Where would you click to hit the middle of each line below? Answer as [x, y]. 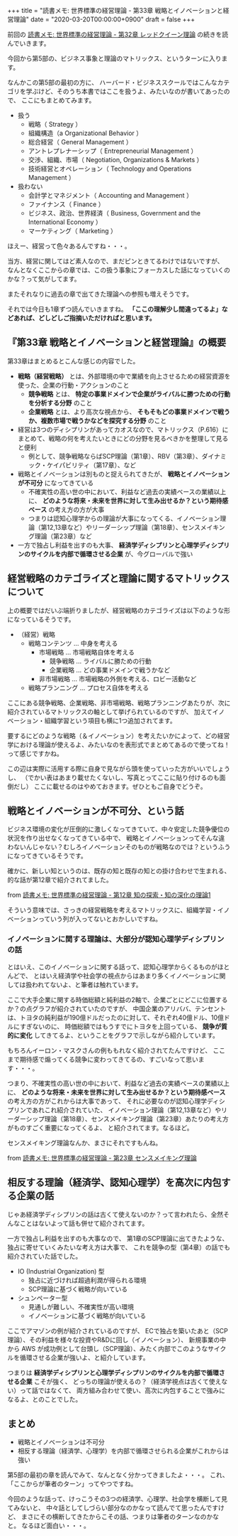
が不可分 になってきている [56, 483]
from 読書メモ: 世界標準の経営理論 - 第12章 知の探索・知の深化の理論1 [109, 895]
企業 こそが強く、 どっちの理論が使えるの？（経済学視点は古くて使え [120, 1381]
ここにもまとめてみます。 [58, 100]
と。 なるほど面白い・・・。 [49, 1526]
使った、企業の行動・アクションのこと [73, 385]
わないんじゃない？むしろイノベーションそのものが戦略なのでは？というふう [119, 847]
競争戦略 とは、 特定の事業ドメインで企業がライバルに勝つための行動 [129, 394]
